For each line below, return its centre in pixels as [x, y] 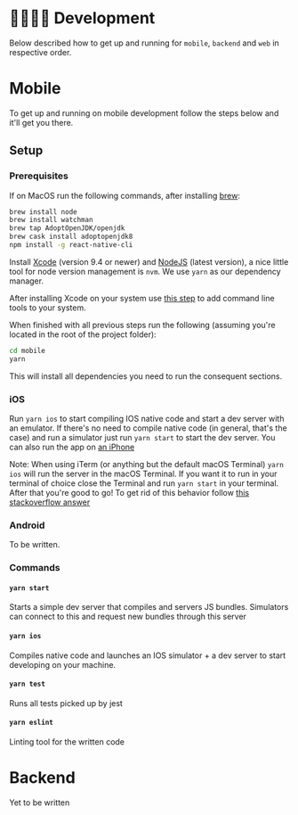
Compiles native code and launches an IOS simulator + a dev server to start [148, 655]
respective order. [40, 52]
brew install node [43, 212]
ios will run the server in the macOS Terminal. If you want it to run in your [143, 473]
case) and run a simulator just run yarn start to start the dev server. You [142, 437]
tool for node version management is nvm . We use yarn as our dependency [145, 271]
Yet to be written [40, 803]
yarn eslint [31, 723]
